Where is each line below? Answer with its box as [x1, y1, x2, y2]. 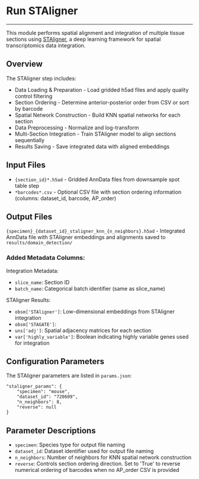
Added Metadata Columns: [6, 253, 85, 262]
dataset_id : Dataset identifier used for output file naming [14, 448, 154, 455]
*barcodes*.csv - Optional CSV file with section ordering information [14, 188, 182, 195]
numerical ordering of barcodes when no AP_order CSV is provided [14, 467, 179, 474]
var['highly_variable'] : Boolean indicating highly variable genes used [14, 333, 189, 340]
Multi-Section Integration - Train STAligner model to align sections [14, 130, 176, 137]
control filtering [14, 92, 53, 99]
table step [14, 182, 40, 189]
